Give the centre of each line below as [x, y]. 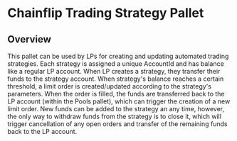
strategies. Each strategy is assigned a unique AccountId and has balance [116, 64]
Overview [30, 39]
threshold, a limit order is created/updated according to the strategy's [110, 86]
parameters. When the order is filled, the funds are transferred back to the [116, 94]
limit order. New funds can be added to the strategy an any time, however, [116, 109]
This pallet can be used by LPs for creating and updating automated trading [118, 56]
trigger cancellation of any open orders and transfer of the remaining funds [117, 124]
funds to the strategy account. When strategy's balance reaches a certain [116, 79]
